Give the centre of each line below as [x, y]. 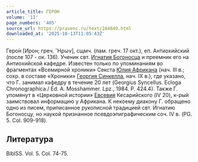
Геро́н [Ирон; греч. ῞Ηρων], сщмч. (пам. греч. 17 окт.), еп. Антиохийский [98, 51]
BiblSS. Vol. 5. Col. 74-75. [37, 153]
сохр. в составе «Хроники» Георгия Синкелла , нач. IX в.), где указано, [96, 76]
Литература [30, 139]
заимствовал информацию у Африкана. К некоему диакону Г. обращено [98, 101]
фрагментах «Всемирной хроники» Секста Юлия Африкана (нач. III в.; [95, 70]
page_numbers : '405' [32, 23]
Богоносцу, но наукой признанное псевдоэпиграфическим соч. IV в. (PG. [99, 114]
